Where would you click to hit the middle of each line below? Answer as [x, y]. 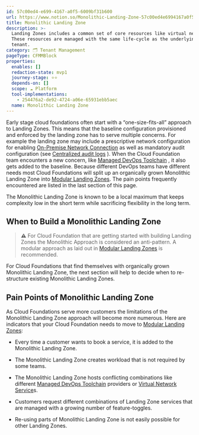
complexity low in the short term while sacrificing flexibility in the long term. [98, 203]
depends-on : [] [30, 84]
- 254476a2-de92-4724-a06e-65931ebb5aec [67, 100]
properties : [21, 61]
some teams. [31, 366]
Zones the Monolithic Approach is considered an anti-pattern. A [98, 242]
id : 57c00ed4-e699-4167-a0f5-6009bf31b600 [59, 12]
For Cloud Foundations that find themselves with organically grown [88, 266]
